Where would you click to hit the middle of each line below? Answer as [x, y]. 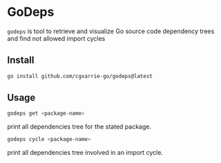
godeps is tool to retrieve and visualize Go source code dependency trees [111, 31]
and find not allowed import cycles [56, 38]
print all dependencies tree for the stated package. [79, 127]
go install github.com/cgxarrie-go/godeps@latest [80, 76]
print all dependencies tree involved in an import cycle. [85, 153]
